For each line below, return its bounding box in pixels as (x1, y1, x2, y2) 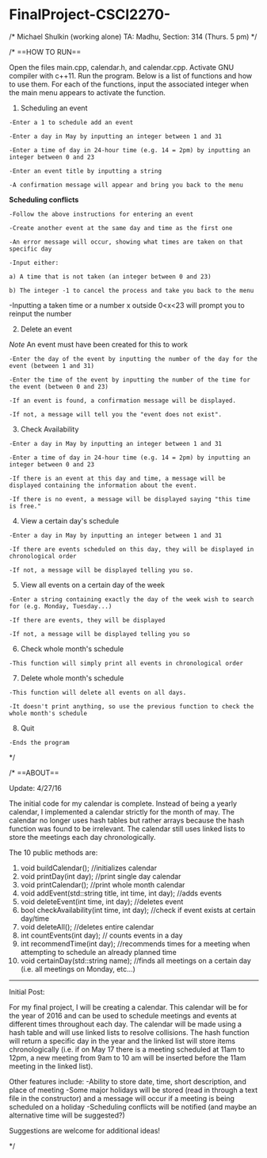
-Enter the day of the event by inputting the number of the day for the (9, 355, 258, 362)
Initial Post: (9, 987, 45, 996)
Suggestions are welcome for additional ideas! (9, 1125, 161, 1135)
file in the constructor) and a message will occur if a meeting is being (9, 1093, 235, 1103)
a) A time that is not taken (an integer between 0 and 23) (9, 272, 212, 281)
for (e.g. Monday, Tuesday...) (9, 602, 113, 610)
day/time (20, 914, 50, 923)
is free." (9, 502, 42, 510)
